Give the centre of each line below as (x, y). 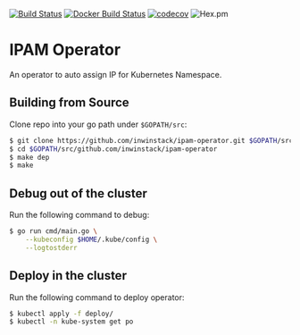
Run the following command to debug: (79, 215)
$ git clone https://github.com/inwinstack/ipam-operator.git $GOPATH (143, 140)
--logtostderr (51, 247)
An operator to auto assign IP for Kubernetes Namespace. (116, 74)
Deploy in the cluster (68, 276)
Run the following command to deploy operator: (97, 297)
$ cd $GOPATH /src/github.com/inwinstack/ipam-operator (113, 149)
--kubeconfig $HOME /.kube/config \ (92, 239)
